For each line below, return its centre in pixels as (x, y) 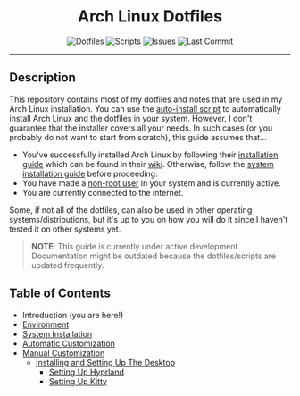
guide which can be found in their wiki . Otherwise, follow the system (148, 164)
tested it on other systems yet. (65, 229)
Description (42, 78)
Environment (46, 324)
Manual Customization (63, 353)
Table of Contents (60, 294)
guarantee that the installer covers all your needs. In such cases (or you (141, 128)
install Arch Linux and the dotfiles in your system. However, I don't (131, 118)
